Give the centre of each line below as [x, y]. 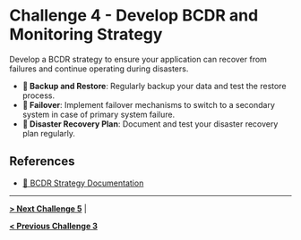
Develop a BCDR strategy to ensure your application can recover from [138, 59]
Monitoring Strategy [86, 34]
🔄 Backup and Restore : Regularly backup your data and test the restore [154, 86]
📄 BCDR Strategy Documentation [83, 183]
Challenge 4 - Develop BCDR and [134, 16]
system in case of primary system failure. [99, 114]
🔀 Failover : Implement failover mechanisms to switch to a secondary [148, 104]
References [42, 161]
